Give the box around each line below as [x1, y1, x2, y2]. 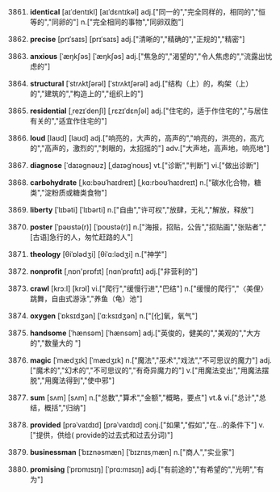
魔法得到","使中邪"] [51, 376, 115, 385]
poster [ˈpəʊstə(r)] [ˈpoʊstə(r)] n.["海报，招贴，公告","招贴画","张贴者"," [29, 222, 266, 232]
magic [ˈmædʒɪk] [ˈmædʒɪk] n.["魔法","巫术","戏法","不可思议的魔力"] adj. [29, 355, 272, 365]
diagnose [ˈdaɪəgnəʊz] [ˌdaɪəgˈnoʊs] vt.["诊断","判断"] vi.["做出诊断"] [29, 161, 260, 170]
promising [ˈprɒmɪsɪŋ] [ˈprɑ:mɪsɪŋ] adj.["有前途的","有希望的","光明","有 [29, 465, 265, 474]
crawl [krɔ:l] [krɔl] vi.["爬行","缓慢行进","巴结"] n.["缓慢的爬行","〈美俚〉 [29, 284, 268, 293]
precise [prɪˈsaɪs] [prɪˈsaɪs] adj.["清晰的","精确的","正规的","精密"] [29, 35, 245, 44]
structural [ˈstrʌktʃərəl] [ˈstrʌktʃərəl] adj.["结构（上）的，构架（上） [29, 79, 253, 88]
